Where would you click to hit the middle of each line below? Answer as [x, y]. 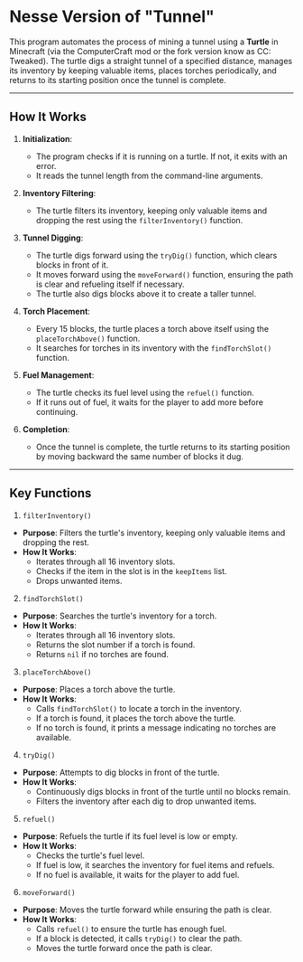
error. [46, 165]
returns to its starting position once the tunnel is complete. [118, 80]
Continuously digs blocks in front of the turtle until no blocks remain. [163, 791]
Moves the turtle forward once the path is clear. [124, 948]
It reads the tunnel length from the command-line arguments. [149, 175]
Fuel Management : [58, 375]
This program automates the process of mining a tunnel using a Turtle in [144, 42]
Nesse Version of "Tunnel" [112, 17]
